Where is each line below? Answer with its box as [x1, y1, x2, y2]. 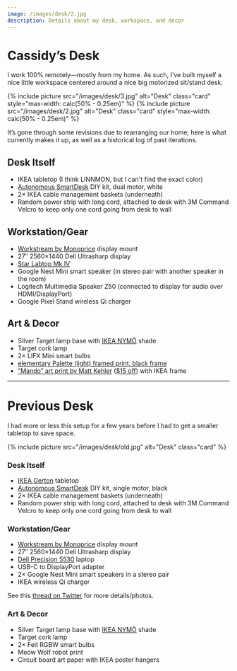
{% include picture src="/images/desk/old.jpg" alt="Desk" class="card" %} [7, 442, 227, 451]
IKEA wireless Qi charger [17, 578, 90, 586]
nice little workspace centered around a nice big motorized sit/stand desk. [7, 79, 224, 87]
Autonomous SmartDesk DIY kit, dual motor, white [17, 183, 164, 191]
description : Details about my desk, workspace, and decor [7, 17, 185, 24]
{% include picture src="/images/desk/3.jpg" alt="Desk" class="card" [7, 92, 212, 101]
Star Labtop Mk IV [17, 260, 71, 268]
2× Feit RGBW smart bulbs [17, 640, 95, 648]
